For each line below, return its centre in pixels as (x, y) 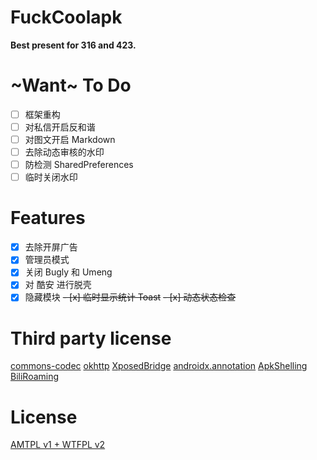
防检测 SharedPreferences (79, 165)
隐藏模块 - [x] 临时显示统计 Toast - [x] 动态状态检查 (130, 297)
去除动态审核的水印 (64, 152)
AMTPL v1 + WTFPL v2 (58, 445)
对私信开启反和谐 (60, 127)
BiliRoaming (35, 377)
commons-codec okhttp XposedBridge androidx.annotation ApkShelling (159, 366)
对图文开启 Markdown (70, 139)
